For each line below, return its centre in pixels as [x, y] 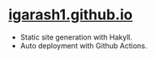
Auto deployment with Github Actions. [84, 45]
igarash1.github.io [71, 15]
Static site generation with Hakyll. [76, 37]
